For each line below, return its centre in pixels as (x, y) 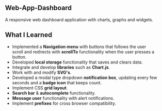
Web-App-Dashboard (38, 8)
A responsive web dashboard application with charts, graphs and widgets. (79, 19)
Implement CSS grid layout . (40, 88)
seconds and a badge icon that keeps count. (57, 82)
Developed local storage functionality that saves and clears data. (77, 62)
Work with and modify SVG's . (42, 72)
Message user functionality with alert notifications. (63, 98)
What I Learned (29, 35)
